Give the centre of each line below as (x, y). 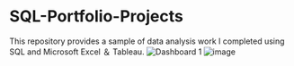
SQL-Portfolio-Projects (97, 16)
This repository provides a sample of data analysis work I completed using (147, 41)
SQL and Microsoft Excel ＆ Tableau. (77, 52)
